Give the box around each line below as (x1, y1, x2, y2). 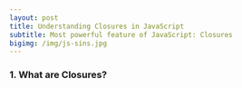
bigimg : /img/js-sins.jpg (9, 38, 107, 48)
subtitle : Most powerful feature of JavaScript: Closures (9, 30, 233, 39)
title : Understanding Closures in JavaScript (9, 22, 184, 31)
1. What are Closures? (9, 69, 108, 82)
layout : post (9, 13, 59, 23)
